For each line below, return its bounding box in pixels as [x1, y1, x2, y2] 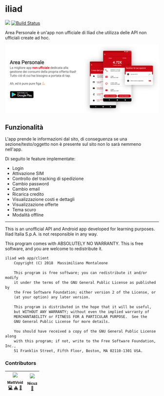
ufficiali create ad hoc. [5, 35, 50, 40]
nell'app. [5, 146, 23, 152]
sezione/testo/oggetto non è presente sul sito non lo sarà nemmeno [5, 141, 142, 147]
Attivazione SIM [12, 171, 44, 177]
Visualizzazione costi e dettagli [12, 197, 75, 202]
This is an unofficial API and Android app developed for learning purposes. [5, 226, 155, 232]
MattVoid [7, 380, 23, 385]
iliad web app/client [5, 256, 49, 261]
